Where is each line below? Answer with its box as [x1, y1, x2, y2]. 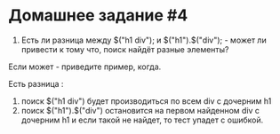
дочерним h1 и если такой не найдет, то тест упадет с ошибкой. [20, 114, 264, 125]
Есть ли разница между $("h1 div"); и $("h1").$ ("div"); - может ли [20, 35, 268, 45]
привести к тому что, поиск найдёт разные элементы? [20, 43, 229, 54]
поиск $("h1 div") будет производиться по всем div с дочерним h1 [20, 95, 272, 106]
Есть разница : [8, 78, 64, 89]
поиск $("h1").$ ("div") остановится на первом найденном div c [20, 105, 260, 115]
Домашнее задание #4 [8, 5, 188, 26]
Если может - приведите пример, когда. [8, 61, 162, 72]
